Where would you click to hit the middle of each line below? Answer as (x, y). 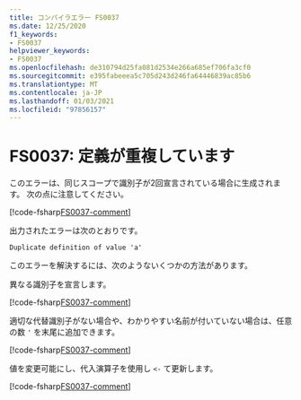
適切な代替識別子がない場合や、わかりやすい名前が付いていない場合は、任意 (151, 321)
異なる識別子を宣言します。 (60, 284)
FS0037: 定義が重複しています (122, 157)
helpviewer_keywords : (50, 51)
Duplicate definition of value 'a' (76, 248)
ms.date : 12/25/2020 (48, 26)
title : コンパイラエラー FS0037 (64, 17)
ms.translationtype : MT (54, 84)
